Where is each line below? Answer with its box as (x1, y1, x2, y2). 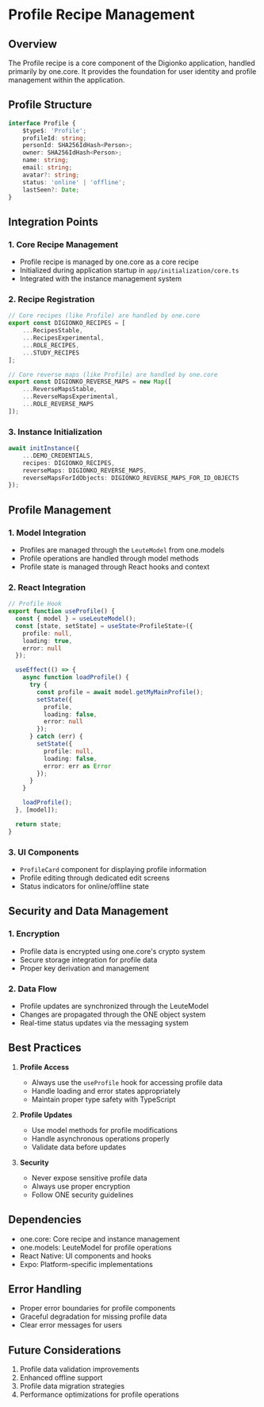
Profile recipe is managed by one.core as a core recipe (19, 257, 200, 267)
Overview (8, 37, 58, 51)
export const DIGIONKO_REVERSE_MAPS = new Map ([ (8, 378, 172, 386)
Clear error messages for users (19, 1320, 123, 1330)
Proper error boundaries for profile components (19, 1304, 176, 1313)
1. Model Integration (8, 527, 86, 538)
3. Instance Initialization (8, 426, 103, 437)
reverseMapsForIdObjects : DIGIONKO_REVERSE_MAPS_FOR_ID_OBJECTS (22, 474, 239, 482)
